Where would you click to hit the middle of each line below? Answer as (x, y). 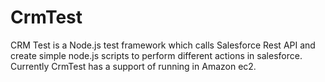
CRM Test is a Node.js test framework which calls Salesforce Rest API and (163, 45)
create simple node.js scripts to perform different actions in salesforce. (156, 55)
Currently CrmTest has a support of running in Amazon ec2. (133, 66)
